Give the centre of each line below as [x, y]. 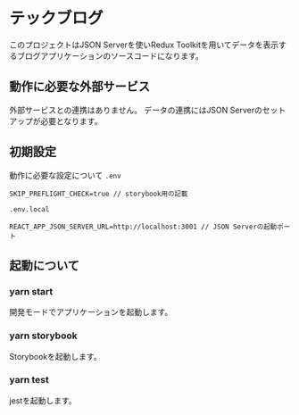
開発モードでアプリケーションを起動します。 [91, 312]
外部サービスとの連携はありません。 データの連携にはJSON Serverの [136, 110]
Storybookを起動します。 [55, 356]
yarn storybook [43, 336]
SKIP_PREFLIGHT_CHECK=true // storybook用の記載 [99, 194]
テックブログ [57, 18]
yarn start [31, 291]
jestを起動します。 [43, 400]
